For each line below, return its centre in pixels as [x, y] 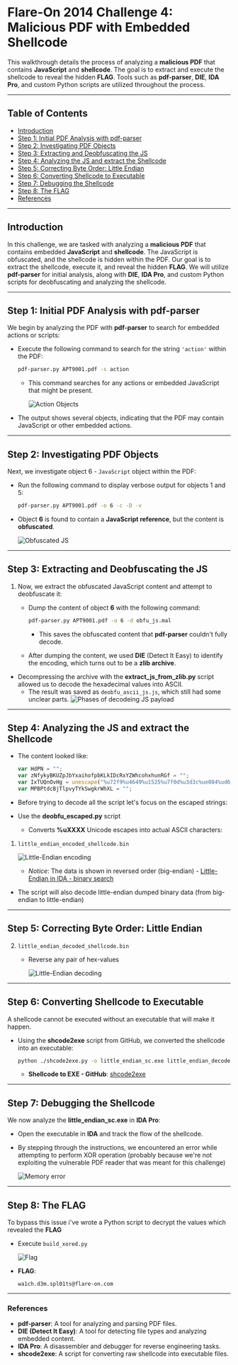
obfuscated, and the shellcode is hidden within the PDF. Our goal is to [109, 259]
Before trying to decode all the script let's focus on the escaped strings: [123, 802]
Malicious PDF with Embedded [99, 27]
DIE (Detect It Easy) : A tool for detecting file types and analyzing [112, 1331]
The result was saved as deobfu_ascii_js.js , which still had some [125, 692]
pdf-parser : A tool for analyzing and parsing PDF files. [97, 1324]
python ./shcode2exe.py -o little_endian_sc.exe [91, 1061]
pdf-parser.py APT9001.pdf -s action [73, 370]
